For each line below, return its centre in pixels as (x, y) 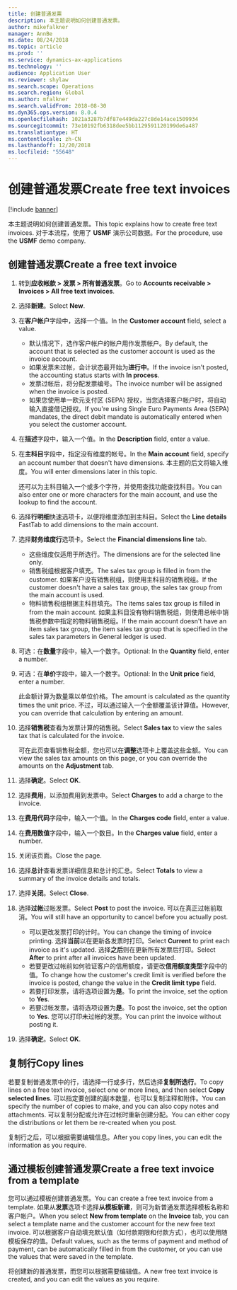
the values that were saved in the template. (71, 1257)
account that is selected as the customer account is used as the (122, 351)
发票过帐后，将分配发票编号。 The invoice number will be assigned (126, 384)
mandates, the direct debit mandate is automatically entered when (125, 416)
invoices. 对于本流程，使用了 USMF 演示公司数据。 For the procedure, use (116, 232)
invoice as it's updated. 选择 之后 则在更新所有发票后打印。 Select (122, 950)
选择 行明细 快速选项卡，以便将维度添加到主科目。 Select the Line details (122, 517)
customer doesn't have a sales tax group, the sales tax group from (126, 587)
